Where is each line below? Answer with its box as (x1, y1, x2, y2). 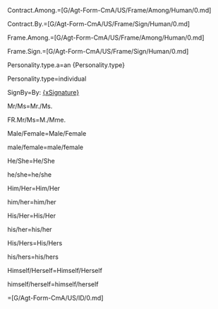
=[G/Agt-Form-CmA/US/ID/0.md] (7, 293, 104, 302)
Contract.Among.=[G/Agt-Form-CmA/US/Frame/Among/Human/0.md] (7, 6, 212, 14)
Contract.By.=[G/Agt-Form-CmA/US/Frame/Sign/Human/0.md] (7, 20, 190, 28)
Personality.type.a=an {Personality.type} (7, 61, 126, 69)
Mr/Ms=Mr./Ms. (7, 102, 53, 110)
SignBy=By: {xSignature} (7, 88, 80, 96)
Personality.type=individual (7, 74, 87, 83)
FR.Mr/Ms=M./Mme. (7, 116, 66, 124)
